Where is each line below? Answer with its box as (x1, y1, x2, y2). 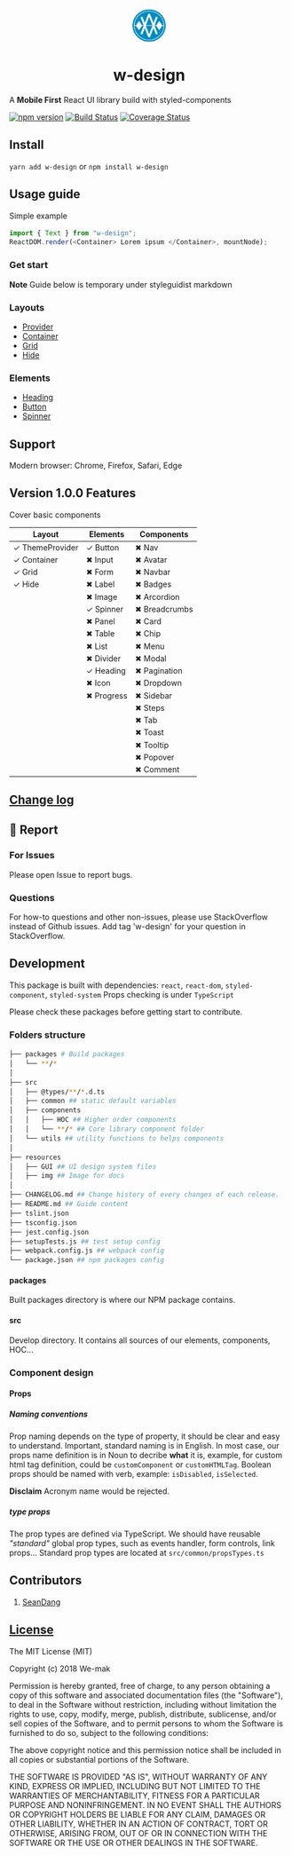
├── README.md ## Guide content (9, 1200, 129, 1209)
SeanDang (21, 1597, 61, 1607)
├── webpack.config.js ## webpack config (9, 1246, 165, 1255)
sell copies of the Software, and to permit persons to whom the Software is (9, 1717, 284, 1729)
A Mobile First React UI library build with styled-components (9, 94, 233, 105)
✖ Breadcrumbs (134, 604, 193, 614)
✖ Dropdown (134, 678, 182, 689)
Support (9, 437, 56, 452)
